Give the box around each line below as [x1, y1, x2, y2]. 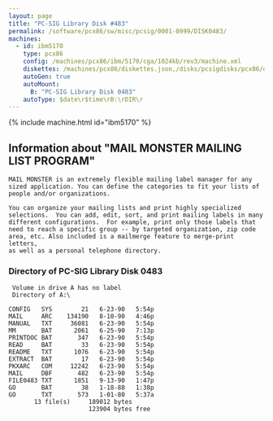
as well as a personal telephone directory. [8, 247, 162, 255]
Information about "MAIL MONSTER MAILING [8, 141, 242, 155]
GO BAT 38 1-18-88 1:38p [8, 384, 154, 392]
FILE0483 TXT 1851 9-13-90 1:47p [8, 376, 154, 385]
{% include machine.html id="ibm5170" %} [8, 117, 152, 127]
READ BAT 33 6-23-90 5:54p [8, 341, 154, 349]
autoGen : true [23, 72, 71, 81]
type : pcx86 [23, 50, 63, 58]
